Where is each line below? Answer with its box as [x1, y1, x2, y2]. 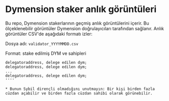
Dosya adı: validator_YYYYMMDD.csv [5, 40, 78, 46]
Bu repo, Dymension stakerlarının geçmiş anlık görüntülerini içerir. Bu [5, 20, 149, 26]
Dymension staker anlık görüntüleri [5, 4, 157, 15]
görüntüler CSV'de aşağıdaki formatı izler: [5, 31, 93, 37]
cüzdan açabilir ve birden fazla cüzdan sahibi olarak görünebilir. [5, 90, 153, 96]
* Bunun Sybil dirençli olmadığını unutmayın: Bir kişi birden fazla [5, 86, 155, 91]
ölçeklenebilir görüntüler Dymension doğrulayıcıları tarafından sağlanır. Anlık [5, 25, 164, 31]
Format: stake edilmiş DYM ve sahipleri [5, 50, 87, 56]
